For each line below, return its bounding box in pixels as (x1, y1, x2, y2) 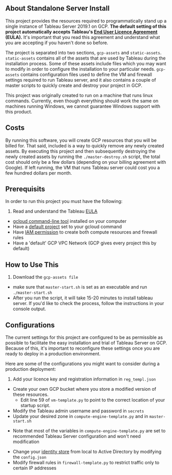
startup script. (20, 403, 50, 409)
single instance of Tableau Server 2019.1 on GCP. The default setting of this (5, 23, 167, 29)
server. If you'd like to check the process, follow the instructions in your (12, 300, 164, 307)
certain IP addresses (12, 465, 56, 471)
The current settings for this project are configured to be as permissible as (5, 334, 163, 340)
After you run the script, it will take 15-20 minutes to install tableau (12, 295, 153, 301)
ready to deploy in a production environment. (5, 351, 101, 357)
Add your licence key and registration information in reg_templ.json (12, 376, 156, 382)
